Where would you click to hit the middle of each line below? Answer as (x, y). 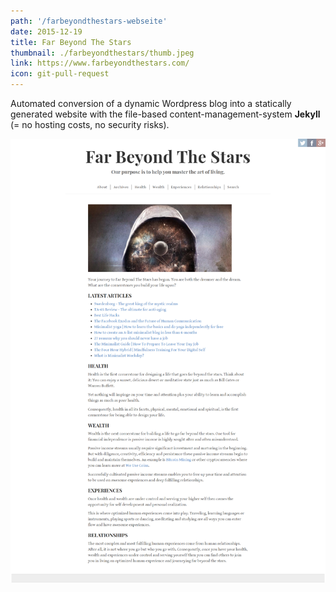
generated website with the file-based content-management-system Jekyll (165, 114)
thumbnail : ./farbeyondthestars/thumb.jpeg (102, 53)
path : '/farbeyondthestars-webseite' (89, 21)
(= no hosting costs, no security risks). (90, 124)
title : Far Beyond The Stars (71, 42)
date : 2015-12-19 (46, 31)
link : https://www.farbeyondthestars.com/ (100, 63)
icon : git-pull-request (60, 74)
